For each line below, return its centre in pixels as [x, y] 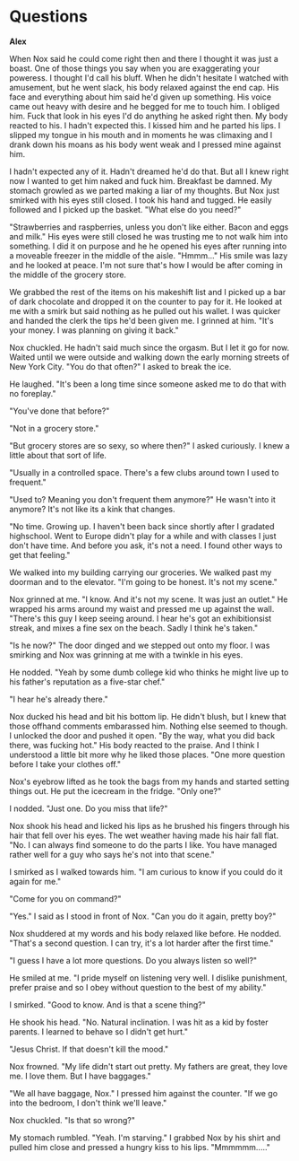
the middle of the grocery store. [68, 275]
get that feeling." [40, 554]
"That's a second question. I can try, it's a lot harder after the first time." [142, 943]
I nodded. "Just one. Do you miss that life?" [89, 808]
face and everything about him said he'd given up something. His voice [140, 97]
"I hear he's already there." [59, 699]
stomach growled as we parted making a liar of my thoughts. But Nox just [145, 190]
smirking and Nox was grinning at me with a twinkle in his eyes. [126, 655]
